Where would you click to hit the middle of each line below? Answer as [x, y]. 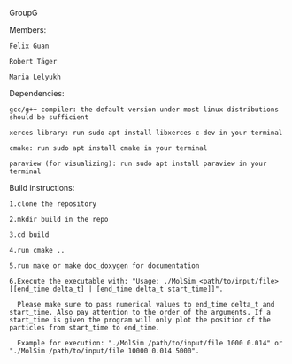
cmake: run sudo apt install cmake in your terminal [108, 148]
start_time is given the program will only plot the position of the [140, 320]
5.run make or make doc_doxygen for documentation [104, 266]
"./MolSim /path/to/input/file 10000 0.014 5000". [104, 351]
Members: [28, 30]
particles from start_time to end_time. [85, 328]
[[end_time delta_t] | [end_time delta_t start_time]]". [116, 289]
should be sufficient [49, 118]
